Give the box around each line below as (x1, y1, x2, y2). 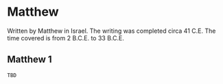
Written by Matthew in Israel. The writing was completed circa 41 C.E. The (7, 27, 216, 35)
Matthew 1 (7, 54, 53, 66)
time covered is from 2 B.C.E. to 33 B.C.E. (7, 33, 125, 42)
